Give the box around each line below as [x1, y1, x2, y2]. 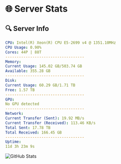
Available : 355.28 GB [5, 69, 51, 74]
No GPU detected [5, 102, 39, 107]
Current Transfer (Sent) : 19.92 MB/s [5, 116, 85, 121]
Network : [5, 111, 24, 116]
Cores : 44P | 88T [5, 49, 42, 55]
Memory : [5, 59, 22, 64]
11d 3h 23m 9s [5, 144, 35, 149]
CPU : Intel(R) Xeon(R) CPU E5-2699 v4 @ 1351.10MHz [5, 40, 116, 45]
